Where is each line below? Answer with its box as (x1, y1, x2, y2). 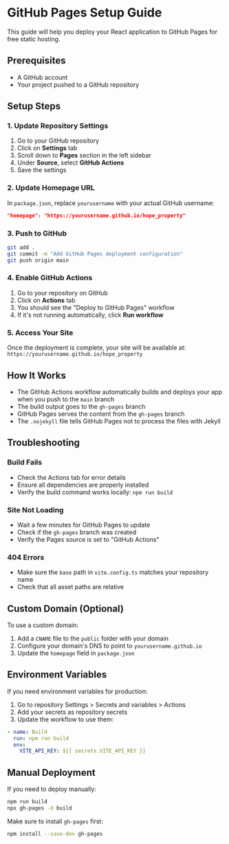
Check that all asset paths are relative (17, 583, 124, 591)
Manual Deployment (7, 766, 96, 779)
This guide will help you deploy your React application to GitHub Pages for (7, 28, 218, 36)
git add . (7, 244, 36, 251)
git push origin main (7, 257, 69, 264)
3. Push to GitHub (7, 229, 67, 238)
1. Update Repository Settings (7, 121, 109, 131)
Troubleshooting (7, 437, 80, 449)
